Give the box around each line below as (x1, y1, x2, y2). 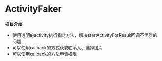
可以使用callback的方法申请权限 (12, 51, 77, 57)
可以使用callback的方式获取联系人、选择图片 (12, 45, 103, 51)
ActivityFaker (5, 3, 62, 15)
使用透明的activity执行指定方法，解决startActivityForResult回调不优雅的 (12, 32, 158, 38)
